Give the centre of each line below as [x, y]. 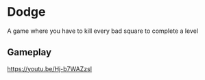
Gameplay [29, 52]
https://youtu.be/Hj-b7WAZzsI [50, 68]
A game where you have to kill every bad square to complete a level [103, 31]
